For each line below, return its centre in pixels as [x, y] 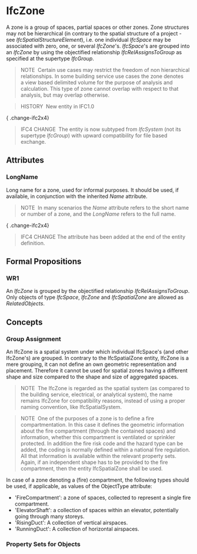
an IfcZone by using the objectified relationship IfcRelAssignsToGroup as [94, 52]
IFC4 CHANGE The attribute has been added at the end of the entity [103, 236]
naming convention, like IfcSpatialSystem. [71, 407]
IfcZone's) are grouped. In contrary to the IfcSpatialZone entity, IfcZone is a [98, 358]
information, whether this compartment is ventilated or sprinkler [98, 437]
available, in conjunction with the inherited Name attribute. [77, 196]
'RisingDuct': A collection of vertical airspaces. [71, 522]
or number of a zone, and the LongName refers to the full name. [98, 214]
